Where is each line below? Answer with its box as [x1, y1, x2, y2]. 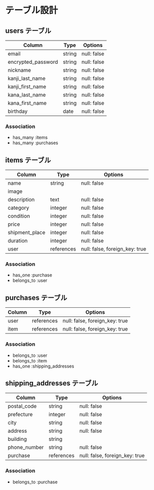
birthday [8, 108, 28, 114]
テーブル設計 [5, 5, 58, 16]
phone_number [8, 444, 44, 451]
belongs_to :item [12, 357, 47, 363]
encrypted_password [8, 59, 58, 65]
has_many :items [12, 135, 48, 141]
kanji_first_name [8, 83, 46, 90]
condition [8, 213, 30, 220]
